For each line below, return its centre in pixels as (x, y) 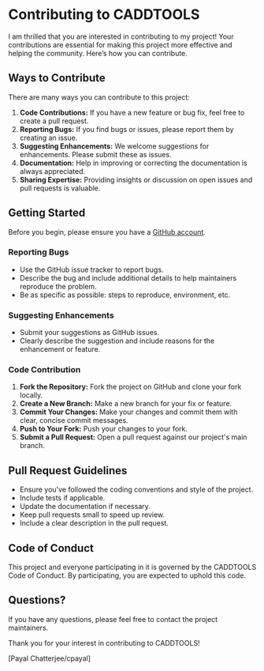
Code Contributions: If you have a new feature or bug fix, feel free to (132, 112)
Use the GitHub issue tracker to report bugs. (91, 270)
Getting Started (47, 213)
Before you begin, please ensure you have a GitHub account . (107, 232)
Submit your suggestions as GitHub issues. (89, 333)
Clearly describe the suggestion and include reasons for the (117, 341)
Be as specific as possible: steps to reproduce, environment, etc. (125, 295)
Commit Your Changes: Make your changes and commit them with (128, 412)
